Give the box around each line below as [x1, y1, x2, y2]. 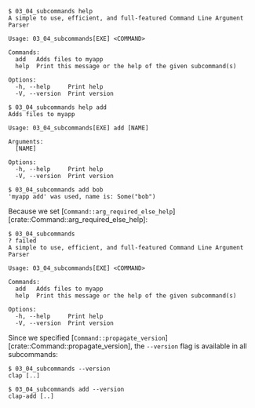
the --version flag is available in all [134, 341, 247, 351]
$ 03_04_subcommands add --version [8, 385, 125, 393]
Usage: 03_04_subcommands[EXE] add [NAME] [8, 124, 149, 132]
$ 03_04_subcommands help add [8, 104, 107, 111]
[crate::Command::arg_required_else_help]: [8, 215, 148, 224]
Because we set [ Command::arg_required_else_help [8, 206, 173, 216]
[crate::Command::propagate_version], [8, 341, 133, 351]
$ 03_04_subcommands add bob [8, 186, 104, 194]
